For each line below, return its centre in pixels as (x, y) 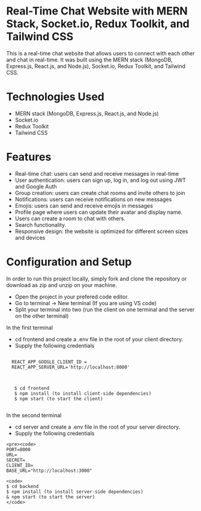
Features (29, 157)
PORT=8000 (19, 450)
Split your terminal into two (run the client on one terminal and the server (105, 309)
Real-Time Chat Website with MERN (97, 11)
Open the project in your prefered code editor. (72, 297)
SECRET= (16, 460)
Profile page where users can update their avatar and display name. (99, 212)
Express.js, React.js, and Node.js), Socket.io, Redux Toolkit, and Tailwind (96, 66)
